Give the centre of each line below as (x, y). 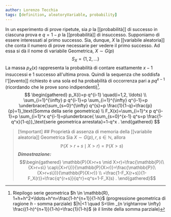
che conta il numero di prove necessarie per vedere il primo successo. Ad (83, 45)
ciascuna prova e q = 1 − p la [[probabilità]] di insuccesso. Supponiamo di (82, 35)
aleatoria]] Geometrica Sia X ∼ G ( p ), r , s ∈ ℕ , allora (72, 137)
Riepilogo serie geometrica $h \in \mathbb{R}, (61, 193)
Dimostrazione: (35, 154)
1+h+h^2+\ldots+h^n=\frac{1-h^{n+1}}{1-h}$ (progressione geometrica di (89, 198)
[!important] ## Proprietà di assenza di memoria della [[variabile (85, 132)
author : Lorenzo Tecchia (32, 10)
